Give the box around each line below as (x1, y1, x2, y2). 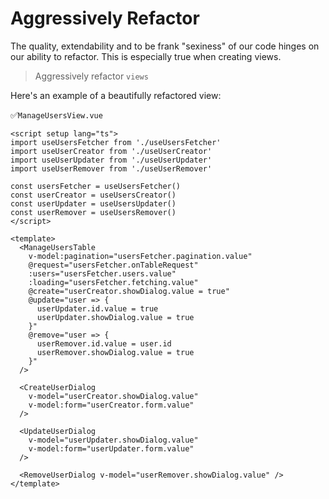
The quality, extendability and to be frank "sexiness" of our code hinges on (10, 40, 320, 52)
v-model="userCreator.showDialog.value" (28, 391, 199, 401)
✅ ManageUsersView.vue (10, 108, 103, 121)
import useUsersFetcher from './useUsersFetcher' (10, 137, 222, 147)
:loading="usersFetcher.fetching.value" (28, 277, 199, 287)
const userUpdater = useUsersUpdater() (10, 198, 177, 209)
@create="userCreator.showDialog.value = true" (28, 286, 230, 296)
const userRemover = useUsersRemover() (10, 207, 177, 217)
